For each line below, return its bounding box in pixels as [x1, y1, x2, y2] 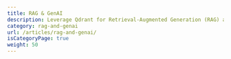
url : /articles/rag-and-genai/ [7, 28, 97, 36]
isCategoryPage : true [7, 35, 69, 42]
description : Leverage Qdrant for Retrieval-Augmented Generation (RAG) [7, 16, 220, 23]
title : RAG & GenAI [7, 9, 63, 17]
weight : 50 [7, 41, 38, 48]
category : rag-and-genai [7, 22, 78, 29]
